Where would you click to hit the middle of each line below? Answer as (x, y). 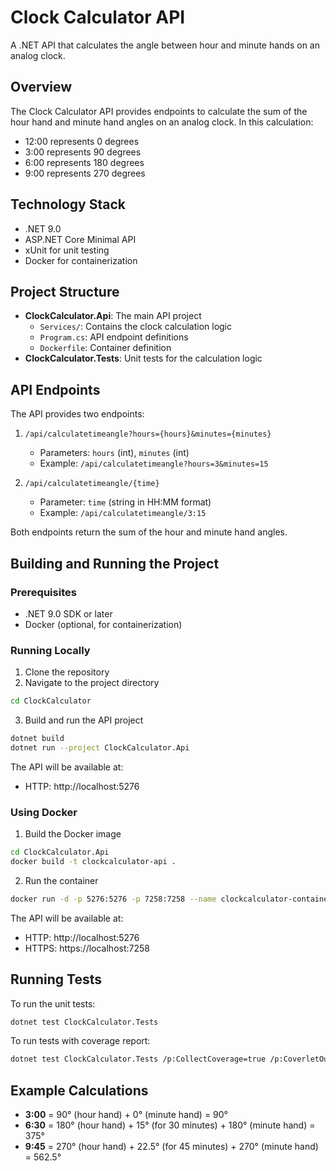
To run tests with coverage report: (80, 1041)
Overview (41, 87)
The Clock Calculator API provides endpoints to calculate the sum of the (159, 111)
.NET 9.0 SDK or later (68, 613)
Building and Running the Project (115, 563)
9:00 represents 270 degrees (85, 173)
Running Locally (50, 650)
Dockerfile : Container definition (105, 348)
